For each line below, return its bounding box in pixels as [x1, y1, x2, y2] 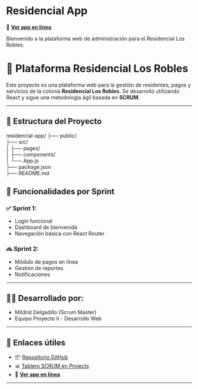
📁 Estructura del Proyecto [6, 117, 102, 127]
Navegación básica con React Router [14, 230, 105, 237]
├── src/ [6, 138, 28, 145]
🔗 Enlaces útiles [6, 337, 66, 348]
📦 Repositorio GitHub [14, 354, 68, 361]
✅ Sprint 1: [6, 204, 37, 212]
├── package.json [6, 163, 52, 170]
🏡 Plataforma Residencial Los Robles [6, 62, 189, 75]
